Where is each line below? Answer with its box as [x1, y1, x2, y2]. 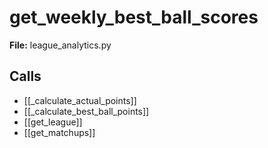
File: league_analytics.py [9, 39, 112, 51]
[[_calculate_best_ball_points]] [23, 105, 150, 117]
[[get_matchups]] [23, 126, 96, 138]
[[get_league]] [23, 116, 83, 128]
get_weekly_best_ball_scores [9, 6, 259, 29]
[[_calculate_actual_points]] [23, 94, 137, 106]
